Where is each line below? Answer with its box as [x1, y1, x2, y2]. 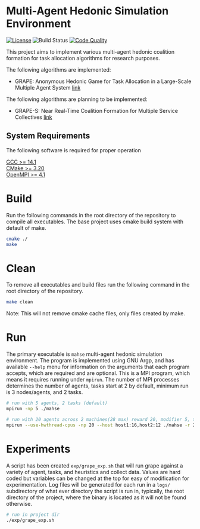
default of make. [6, 224, 46, 231]
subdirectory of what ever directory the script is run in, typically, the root [6, 487, 185, 494]
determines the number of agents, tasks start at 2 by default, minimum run [6, 382, 189, 389]
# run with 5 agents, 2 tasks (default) [6, 400, 108, 407]
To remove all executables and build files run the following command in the [6, 281, 190, 288]
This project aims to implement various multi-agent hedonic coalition [6, 48, 174, 55]
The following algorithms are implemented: [6, 66, 111, 73]
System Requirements [6, 131, 90, 141]
